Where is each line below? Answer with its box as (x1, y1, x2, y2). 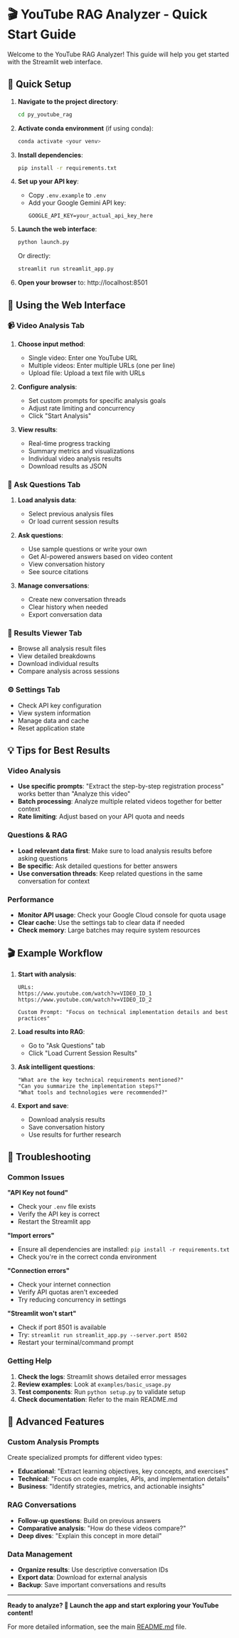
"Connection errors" (7, 1266, 70, 1275)
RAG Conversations (7, 1500, 77, 1510)
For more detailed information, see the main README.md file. (7, 1622, 187, 1631)
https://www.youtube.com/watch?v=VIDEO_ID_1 (17, 990, 152, 997)
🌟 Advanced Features (7, 1416, 105, 1428)
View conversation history (28, 560, 105, 568)
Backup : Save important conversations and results (17, 1581, 166, 1590)
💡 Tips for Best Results (7, 744, 110, 757)
